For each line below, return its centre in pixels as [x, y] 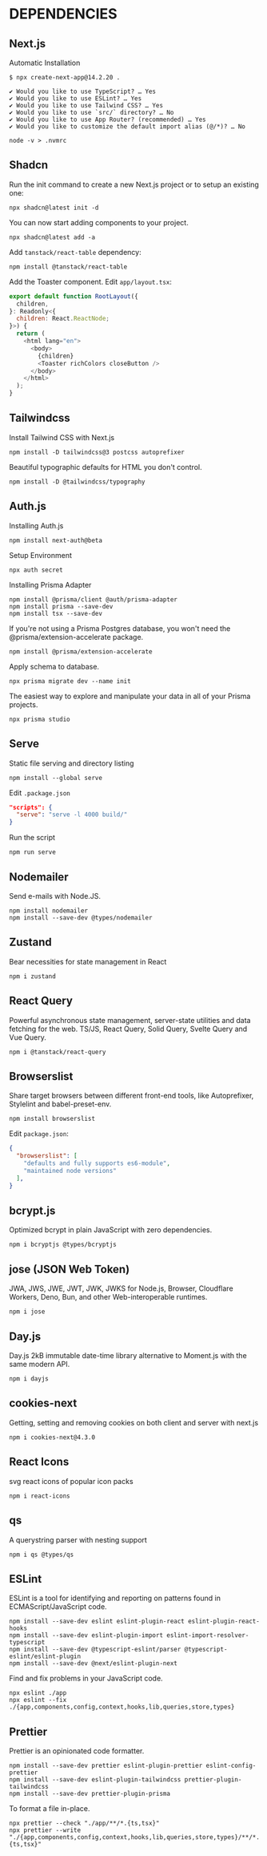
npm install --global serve [56, 778]
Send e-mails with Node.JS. [55, 896]
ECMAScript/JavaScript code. [58, 1607]
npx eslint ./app [38, 1693]
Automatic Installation [45, 63]
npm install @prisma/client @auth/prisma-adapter [94, 599]
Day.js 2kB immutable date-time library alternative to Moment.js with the [128, 1356]
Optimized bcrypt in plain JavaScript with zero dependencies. [111, 1230]
